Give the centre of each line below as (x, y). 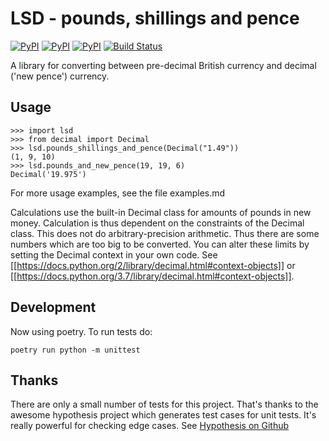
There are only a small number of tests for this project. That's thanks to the (164, 404)
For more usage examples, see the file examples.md (118, 193)
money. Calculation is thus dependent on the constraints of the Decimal (157, 223)
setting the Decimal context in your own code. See (114, 254)
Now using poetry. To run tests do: (81, 331)
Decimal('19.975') (48, 174)
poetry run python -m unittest (75, 350)
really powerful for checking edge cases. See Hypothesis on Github (150, 426)
